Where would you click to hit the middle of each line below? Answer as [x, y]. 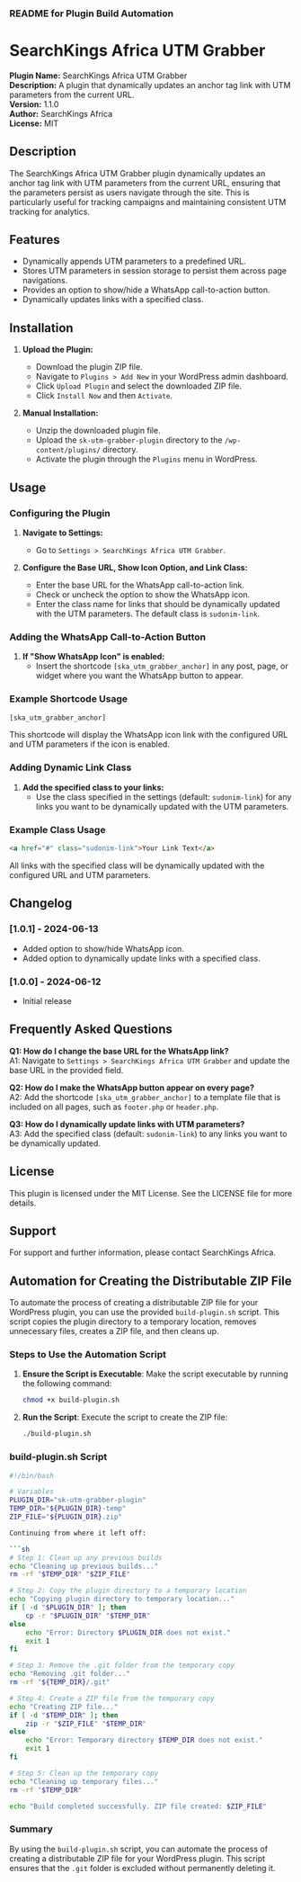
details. [23, 1203]
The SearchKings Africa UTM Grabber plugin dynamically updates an [137, 173]
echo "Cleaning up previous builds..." [84, 1566]
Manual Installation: [60, 413]
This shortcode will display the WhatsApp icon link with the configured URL [149, 735]
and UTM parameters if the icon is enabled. [90, 744]
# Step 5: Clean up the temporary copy [84, 1773]
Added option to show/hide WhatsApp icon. [103, 948]
